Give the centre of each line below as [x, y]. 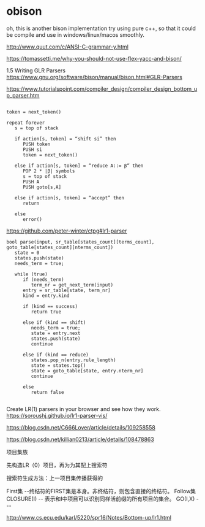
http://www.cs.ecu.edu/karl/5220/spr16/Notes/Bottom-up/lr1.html [89, 517]
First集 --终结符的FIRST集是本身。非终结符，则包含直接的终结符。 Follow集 [101, 491]
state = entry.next [56, 333]
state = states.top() [58, 365]
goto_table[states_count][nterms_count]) [60, 247]
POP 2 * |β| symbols [49, 171]
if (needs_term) [43, 279]
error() [32, 219]
